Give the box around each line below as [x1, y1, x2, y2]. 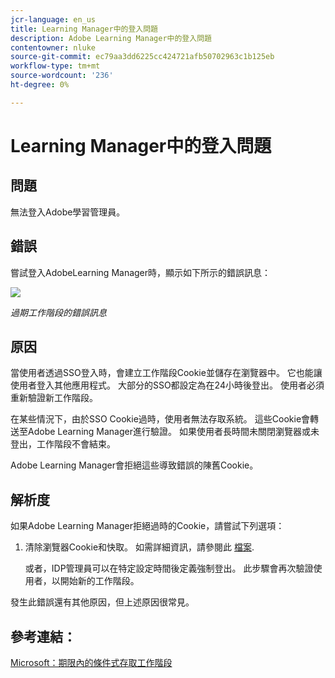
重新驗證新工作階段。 [10, 392, 98, 404]
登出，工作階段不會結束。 [10, 438, 116, 450]
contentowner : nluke [10, 42, 97, 53]
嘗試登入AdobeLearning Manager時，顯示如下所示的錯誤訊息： [10, 266, 272, 278]
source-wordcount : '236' [10, 71, 114, 81]
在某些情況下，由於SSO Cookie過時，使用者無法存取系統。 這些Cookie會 [10, 413, 311, 425]
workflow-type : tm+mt [10, 61, 101, 71]
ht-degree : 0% [10, 80, 70, 90]
